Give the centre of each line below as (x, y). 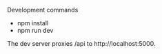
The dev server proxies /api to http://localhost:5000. (81, 43)
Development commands (43, 10)
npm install (33, 23)
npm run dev (35, 30)
